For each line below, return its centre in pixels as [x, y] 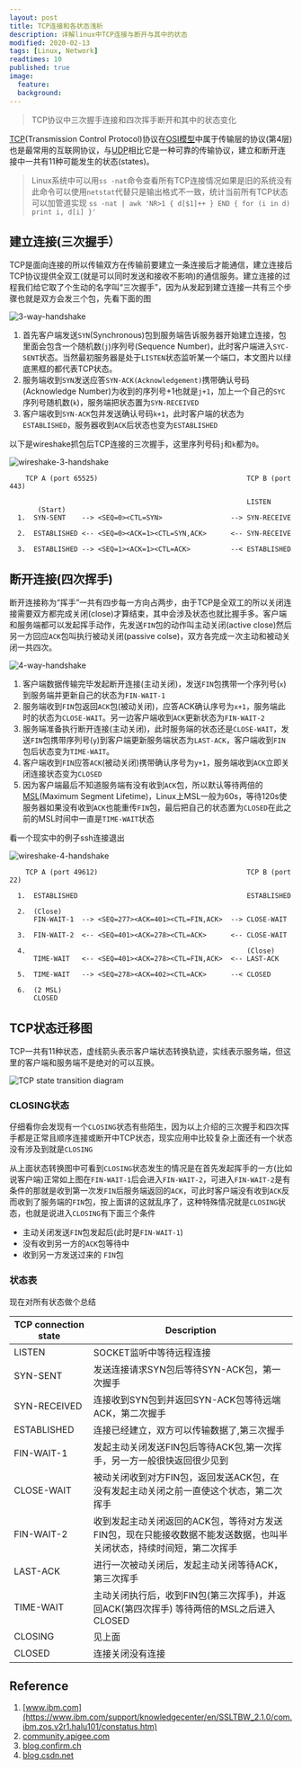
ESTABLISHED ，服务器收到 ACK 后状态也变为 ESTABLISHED [120, 425]
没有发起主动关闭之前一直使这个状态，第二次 [188, 1490]
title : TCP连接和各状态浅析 [56, 26]
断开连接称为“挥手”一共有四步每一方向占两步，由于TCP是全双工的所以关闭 [147, 602]
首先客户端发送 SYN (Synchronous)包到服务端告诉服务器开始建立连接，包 [154, 335]
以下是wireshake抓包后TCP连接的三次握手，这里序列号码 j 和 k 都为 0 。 [137, 444]
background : [40, 93]
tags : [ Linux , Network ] [54, 51]
